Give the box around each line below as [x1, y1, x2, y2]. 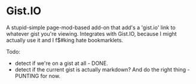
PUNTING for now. [14, 72, 61, 79]
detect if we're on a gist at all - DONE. [14, 60, 109, 67]
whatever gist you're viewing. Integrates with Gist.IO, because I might [6, 30, 177, 37]
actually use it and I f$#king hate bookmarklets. [6, 36, 124, 43]
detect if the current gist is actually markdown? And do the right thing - [14, 66, 190, 73]
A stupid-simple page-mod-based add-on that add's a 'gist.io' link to [6, 24, 176, 31]
